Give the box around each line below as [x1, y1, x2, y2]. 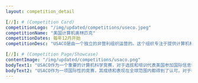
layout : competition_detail [5, 8, 75, 15]
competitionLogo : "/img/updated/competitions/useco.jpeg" [5, 25, 151, 30]
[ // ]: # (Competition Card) [5, 19, 75, 25]
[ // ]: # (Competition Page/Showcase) [5, 51, 99, 57]
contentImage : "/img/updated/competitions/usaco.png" [5, 57, 141, 63]
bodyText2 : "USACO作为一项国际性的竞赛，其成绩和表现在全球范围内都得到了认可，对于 [5, 68, 191, 74]
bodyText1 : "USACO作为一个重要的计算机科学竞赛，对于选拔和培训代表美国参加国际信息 [5, 62, 191, 68]
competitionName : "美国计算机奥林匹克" [5, 30, 96, 36]
